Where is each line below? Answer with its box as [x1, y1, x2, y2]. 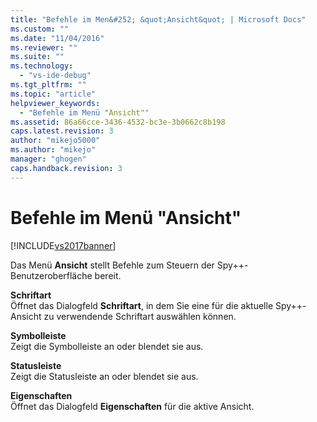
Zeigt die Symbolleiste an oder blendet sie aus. [10, 340, 204, 352]
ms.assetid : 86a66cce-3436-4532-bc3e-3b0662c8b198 [10, 117, 226, 127]
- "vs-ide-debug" [19, 71, 92, 81]
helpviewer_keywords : [10, 98, 101, 108]
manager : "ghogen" [10, 154, 87, 164]
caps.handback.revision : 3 [10, 163, 123, 173]
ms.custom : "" [10, 24, 70, 34]
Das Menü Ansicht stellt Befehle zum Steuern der [10, 259, 215, 271]
